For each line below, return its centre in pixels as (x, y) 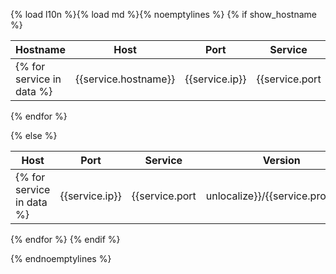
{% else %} (34, 135)
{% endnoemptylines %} (61, 258)
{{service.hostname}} (125, 79)
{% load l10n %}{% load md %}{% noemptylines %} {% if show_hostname (164, 14)
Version (281, 160)
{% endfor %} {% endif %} (65, 239)
